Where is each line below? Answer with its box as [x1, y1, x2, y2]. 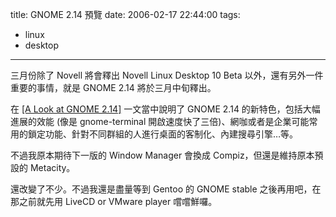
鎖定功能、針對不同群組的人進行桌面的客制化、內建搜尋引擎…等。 [27, 128, 299, 140]
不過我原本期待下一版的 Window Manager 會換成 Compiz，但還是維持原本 [10, 149, 315, 161]
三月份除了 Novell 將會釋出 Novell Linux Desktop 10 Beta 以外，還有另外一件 [10, 69, 324, 81]
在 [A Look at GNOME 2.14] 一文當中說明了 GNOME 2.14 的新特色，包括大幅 [10, 103, 321, 115]
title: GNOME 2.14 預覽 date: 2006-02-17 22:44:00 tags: [10, 9, 241, 20]
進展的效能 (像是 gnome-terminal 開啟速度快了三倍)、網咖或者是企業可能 [10, 116, 310, 127]
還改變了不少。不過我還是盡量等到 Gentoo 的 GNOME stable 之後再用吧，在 [10, 183, 322, 195]
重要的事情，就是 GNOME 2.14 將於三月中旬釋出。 [10, 82, 217, 93]
